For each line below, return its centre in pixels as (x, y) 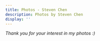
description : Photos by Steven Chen (44, 14)
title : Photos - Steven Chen (36, 10)
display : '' (18, 19)
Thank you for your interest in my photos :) (50, 33)
